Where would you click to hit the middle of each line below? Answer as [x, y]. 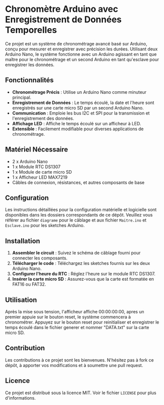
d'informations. [20, 398]
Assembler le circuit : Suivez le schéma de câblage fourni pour [76, 253]
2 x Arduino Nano [30, 161]
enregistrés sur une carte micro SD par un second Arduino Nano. [78, 108]
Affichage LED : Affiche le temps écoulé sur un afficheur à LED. [77, 123]
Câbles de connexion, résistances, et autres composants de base [78, 182]
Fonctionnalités [29, 80]
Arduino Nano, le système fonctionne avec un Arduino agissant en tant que [81, 54]
